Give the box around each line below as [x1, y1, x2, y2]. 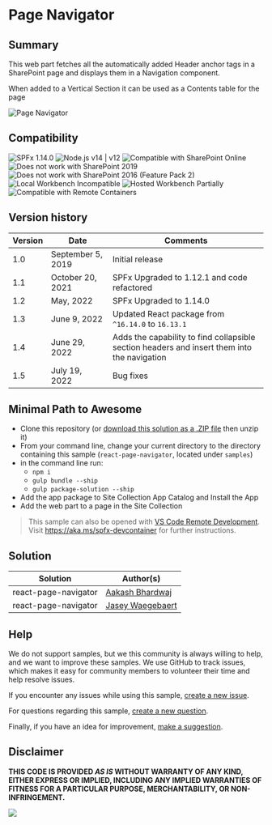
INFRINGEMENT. [8, 792, 66, 802]
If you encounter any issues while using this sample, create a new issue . [8, 691, 249, 700]
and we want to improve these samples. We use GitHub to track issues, [8, 657, 246, 667]
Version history [8, 211, 88, 224]
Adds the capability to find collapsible [112, 331, 256, 342]
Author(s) [121, 573, 161, 585]
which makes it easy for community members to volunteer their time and [8, 666, 250, 676]
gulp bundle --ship [32, 477, 99, 485]
